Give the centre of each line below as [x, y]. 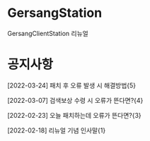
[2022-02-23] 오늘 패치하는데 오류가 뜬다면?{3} [74, 115]
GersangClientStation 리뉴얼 [48, 33]
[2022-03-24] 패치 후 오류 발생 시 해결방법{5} [72, 85]
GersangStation [55, 13]
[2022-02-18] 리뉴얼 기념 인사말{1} [57, 130]
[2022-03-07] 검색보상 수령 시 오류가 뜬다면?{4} [75, 100]
